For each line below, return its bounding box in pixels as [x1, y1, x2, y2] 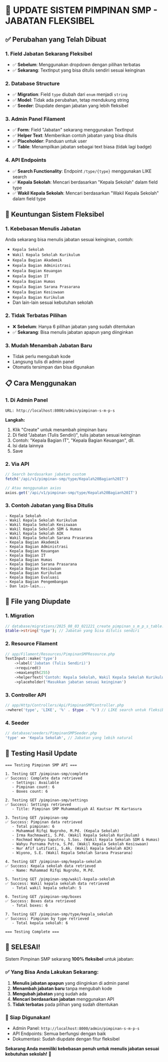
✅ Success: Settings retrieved [5, 802, 71, 807]
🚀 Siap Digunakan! [5, 1014, 51, 1021]
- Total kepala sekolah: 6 [11, 920, 68, 926]
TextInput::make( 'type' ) [5, 656, 57, 661]
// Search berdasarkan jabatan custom [5, 472, 86, 477]
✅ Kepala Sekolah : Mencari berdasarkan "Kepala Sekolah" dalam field [12, 179, 158, 185]
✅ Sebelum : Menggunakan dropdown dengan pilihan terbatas [12, 61, 141, 67]
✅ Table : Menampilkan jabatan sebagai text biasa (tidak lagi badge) [12, 144, 152, 150]
